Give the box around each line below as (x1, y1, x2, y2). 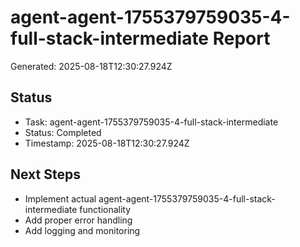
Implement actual (24, 192, 97, 205)
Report (212, 27, 271, 50)
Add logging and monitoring (24, 224, 141, 236)
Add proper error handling (24, 214, 133, 226)
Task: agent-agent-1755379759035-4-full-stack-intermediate (24, 116, 279, 128)
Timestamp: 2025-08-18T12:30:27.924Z (24, 137, 190, 149)
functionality (79, 203, 132, 215)
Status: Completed (24, 126, 102, 138)
